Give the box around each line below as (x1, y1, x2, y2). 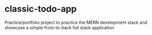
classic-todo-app (4, 3, 77, 15)
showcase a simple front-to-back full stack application (4, 24, 114, 30)
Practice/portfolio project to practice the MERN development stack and (4, 19, 148, 25)
